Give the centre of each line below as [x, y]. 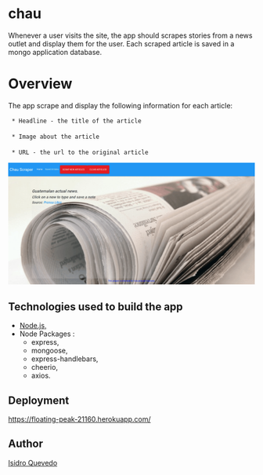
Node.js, [33, 326]
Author [25, 444]
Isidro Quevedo [33, 462]
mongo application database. [55, 52]
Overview [40, 84]
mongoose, [49, 351]
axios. [41, 376]
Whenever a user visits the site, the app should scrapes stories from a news [130, 35]
